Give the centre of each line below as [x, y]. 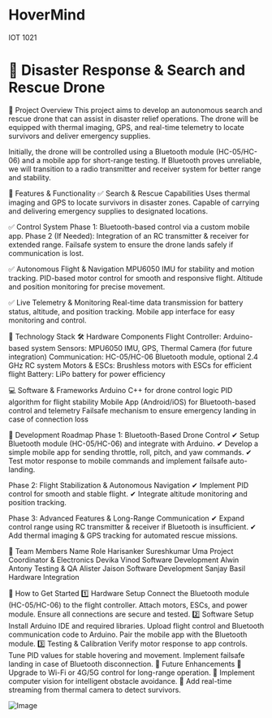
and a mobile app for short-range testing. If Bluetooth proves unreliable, [142, 160]
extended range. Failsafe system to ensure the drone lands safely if [121, 244]
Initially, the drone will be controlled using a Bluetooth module [111, 151]
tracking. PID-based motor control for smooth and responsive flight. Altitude [136, 278]
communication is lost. [46, 253]
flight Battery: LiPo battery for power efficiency [87, 374]
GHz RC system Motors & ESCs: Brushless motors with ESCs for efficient [130, 365]
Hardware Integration [44, 577]
